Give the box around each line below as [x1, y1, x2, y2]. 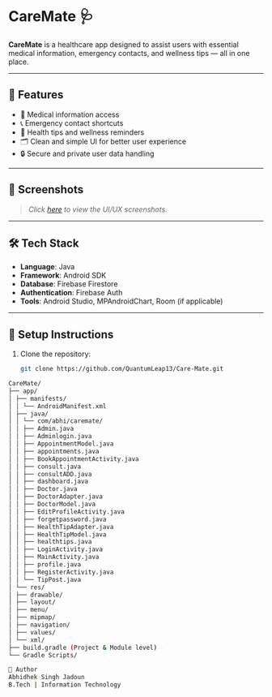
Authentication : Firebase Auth [19, 288, 123, 298]
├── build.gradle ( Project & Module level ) [8, 643, 158, 652]
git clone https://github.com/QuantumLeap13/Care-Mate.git [19, 365, 224, 373]
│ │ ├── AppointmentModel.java [8, 440, 114, 448]
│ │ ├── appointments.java [8, 447, 100, 455]
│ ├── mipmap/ [8, 613, 57, 622]
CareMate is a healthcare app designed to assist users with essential [8, 39, 239, 49]
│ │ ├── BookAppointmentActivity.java [8, 454, 139, 463]
